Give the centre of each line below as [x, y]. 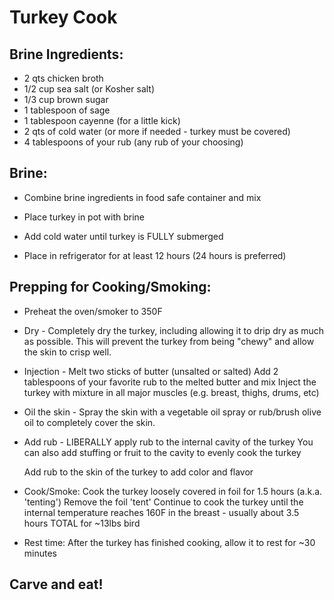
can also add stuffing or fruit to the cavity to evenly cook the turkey [162, 452]
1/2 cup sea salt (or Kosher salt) [89, 89]
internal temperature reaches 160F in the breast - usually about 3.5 [161, 512]
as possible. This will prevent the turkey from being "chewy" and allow [169, 341]
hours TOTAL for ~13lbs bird [82, 523]
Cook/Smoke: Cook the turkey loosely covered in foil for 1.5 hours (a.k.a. [173, 491]
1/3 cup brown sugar [66, 99]
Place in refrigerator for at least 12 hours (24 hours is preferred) [155, 255]
